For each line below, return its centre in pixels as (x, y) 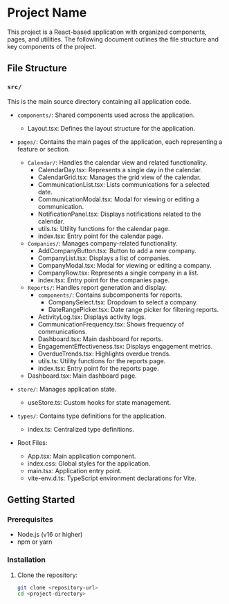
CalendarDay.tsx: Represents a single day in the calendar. (120, 170)
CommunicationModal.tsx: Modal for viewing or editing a (118, 199)
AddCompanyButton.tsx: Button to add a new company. (117, 250)
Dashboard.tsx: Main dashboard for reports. (100, 339)
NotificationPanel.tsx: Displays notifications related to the (119, 214)
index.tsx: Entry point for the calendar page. (101, 236)
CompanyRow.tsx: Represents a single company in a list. (118, 273)
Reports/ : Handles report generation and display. (97, 287)
